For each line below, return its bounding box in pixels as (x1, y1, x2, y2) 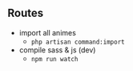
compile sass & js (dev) (18, 44, 96, 55)
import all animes (18, 27, 77, 37)
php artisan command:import (30, 38, 125, 46)
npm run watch (30, 55, 79, 63)
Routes (7, 6, 44, 20)
